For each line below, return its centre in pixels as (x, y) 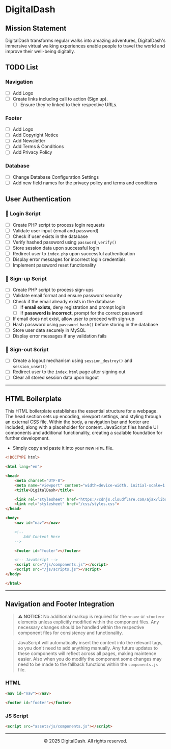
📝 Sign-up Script (26, 279)
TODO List (22, 67)
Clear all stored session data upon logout (56, 378)
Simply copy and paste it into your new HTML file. (63, 448)
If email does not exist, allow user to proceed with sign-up (74, 319)
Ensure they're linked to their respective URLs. (69, 104)
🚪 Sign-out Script (27, 349)
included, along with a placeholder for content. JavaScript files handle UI (82, 427)
